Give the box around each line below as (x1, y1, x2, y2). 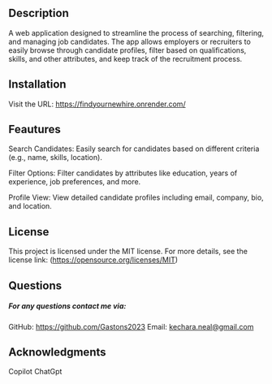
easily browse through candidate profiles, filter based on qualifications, (8, 45, 247, 55)
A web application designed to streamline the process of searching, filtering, (8, 28, 265, 37)
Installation (8, 77, 67, 92)
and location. (8, 201, 53, 211)
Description (8, 6, 69, 20)
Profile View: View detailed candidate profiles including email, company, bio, (8, 192, 264, 202)
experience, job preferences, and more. (8, 177, 141, 187)
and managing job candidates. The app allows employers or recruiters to (8, 37, 252, 46)
